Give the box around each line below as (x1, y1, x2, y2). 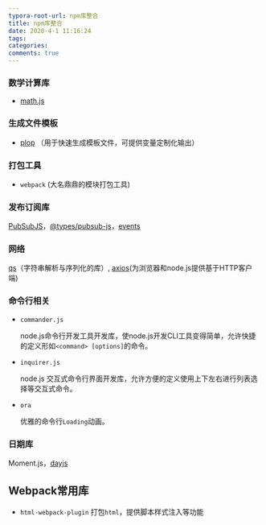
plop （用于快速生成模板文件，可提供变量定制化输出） (19, 138, 199, 147)
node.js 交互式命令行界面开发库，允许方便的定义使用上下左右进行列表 (19, 374, 251, 383)
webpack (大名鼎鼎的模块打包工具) (19, 179, 131, 189)
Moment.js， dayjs (8, 458, 68, 468)
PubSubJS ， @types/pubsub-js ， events (8, 221, 141, 231)
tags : (8, 34, 27, 43)
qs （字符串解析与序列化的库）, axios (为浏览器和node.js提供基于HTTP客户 (8, 263, 253, 273)
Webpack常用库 (8, 484, 89, 498)
